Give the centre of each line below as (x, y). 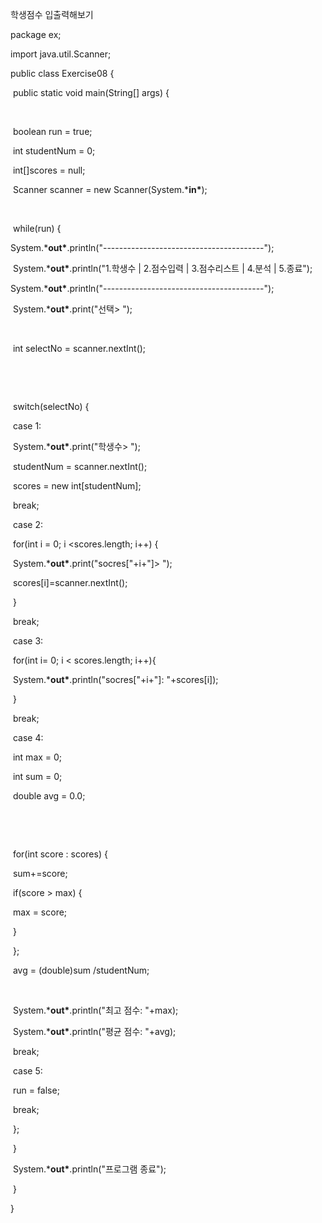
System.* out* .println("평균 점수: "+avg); (94, 1031)
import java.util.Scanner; (61, 54)
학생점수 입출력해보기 (52, 14)
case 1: (27, 426)
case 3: (28, 641)
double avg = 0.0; (49, 796)
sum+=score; (40, 873)
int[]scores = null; (49, 170)
